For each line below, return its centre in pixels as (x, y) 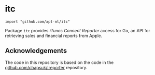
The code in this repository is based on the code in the (59, 62)
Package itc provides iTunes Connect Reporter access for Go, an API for (78, 30)
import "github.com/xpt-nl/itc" (37, 22)
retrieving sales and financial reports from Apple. (54, 36)
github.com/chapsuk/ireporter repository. (46, 67)
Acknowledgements (36, 51)
